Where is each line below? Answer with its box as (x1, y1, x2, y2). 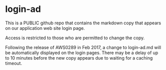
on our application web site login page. (5, 25, 85, 31)
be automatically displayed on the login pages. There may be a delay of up (5, 50, 159, 56)
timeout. (5, 60, 22, 66)
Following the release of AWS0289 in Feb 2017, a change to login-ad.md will (5, 44, 161, 50)
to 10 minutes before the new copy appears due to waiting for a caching (5, 55, 153, 61)
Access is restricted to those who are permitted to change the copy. (5, 35, 145, 41)
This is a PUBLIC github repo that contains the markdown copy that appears (5, 20, 161, 26)
